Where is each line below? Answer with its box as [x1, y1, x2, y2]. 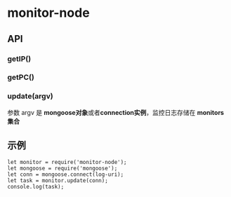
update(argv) [7, 91, 54, 101]
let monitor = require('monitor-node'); [7, 158, 128, 165]
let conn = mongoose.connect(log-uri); [7, 170, 124, 178]
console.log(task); [7, 183, 65, 190]
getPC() [7, 72, 35, 82]
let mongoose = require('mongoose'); [7, 165, 118, 172]
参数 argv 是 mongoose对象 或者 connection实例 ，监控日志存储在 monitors [7, 108, 225, 116]
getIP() [7, 54, 32, 64]
